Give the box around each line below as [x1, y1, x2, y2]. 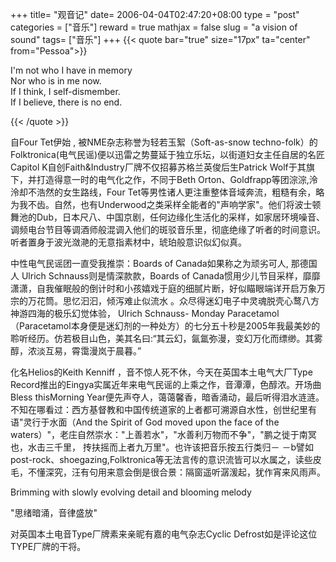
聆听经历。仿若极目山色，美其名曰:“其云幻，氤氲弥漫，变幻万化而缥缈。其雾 [10, 333, 323, 344]
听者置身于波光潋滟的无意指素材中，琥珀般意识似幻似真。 [10, 236, 247, 248]
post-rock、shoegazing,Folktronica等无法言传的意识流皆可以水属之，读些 [10, 454, 313, 465]
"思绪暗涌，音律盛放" [10, 507, 98, 518]
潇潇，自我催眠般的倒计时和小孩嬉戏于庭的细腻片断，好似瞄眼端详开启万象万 [10, 283, 326, 294]
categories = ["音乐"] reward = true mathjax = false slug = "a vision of [10, 21, 298, 33]
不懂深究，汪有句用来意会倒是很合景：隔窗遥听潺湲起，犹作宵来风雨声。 [27, 466, 326, 478]
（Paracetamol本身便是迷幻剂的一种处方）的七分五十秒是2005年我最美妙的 [10, 320, 321, 332]
